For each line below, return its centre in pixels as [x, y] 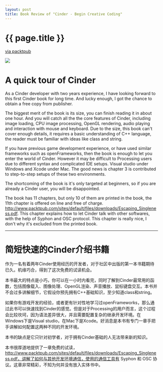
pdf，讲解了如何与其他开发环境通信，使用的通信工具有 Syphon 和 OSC [81, 359]
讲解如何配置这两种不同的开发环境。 [45, 327]
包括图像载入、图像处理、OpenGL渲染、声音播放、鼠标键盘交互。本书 [83, 286]
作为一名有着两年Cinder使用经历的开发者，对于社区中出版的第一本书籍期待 [80, 264]
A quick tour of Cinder [50, 80]
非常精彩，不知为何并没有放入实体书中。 [62, 365]
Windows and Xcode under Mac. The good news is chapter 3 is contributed [81, 169]
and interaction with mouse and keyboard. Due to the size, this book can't [79, 129]
